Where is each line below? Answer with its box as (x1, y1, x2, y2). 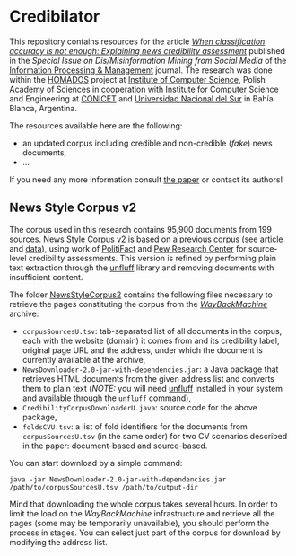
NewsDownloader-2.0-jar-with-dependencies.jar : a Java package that (22, 364, 279, 375)
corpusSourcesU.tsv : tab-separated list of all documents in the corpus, (22, 325, 283, 336)
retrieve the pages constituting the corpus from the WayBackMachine (9, 298, 268, 309)
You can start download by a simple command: (9, 457, 183, 468)
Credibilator (9, 6, 100, 27)
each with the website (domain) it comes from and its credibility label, (22, 335, 280, 346)
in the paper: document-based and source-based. (22, 440, 208, 451)
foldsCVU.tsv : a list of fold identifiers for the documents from (22, 420, 248, 432)
